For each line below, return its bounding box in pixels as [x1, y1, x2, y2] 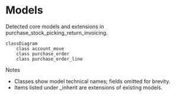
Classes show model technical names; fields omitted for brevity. [14, 78, 171, 85]
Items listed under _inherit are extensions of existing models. [14, 83, 163, 91]
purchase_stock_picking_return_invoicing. [5, 29, 108, 36]
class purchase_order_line [16, 56, 83, 62]
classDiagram [5, 41, 38, 46]
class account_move [16, 45, 65, 52]
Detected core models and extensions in [5, 23, 104, 30]
